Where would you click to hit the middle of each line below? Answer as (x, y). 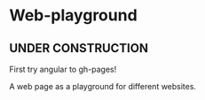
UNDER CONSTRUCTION (79, 48)
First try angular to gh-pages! (63, 69)
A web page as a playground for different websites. (103, 86)
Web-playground (73, 15)
